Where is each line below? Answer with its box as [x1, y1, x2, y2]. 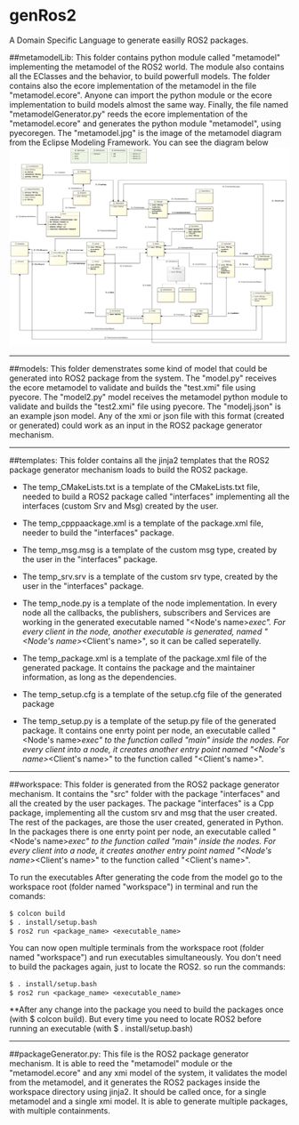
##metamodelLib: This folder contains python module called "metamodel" [9, 52, 281, 62]
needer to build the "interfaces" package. [21, 526, 175, 538]
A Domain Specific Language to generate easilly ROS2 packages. [9, 35, 249, 45]
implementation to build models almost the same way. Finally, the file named [9, 99, 289, 109]
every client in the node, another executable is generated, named [21, 626, 263, 637]
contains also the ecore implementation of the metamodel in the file [9, 80, 257, 91]
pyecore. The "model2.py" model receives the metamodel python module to [9, 391, 288, 402]
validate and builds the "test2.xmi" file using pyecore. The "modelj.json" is [9, 401, 282, 412]
